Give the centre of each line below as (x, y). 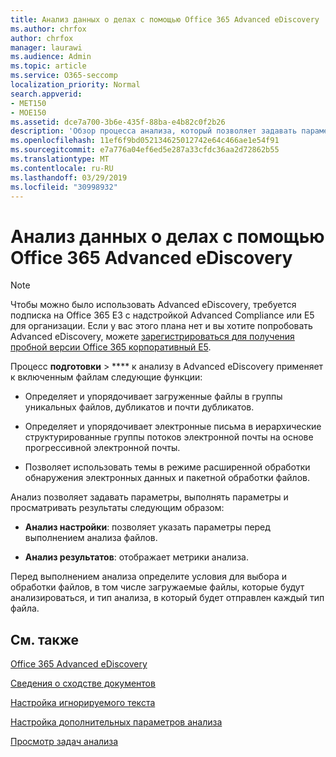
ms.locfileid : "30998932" (64, 187)
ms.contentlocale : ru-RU (62, 168)
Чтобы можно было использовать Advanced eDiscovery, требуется (153, 305)
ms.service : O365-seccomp (64, 76)
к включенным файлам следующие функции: (106, 377)
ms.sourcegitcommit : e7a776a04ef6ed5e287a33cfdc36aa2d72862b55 (145, 150)
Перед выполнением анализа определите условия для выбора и (149, 577)
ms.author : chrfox (48, 29)
